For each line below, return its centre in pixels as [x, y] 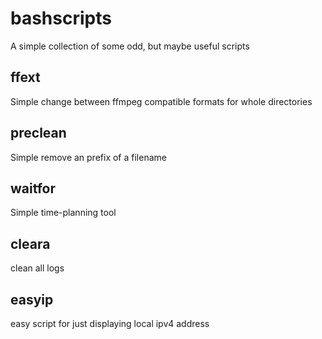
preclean [38, 133]
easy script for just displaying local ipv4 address [110, 323]
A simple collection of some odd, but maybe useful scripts [130, 46]
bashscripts [61, 18]
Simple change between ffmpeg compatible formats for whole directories [161, 101]
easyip [32, 299]
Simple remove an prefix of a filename [88, 157]
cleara [30, 243]
